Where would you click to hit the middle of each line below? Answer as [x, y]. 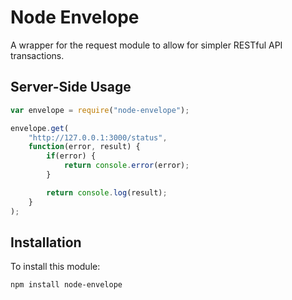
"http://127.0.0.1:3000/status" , [98, 137]
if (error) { [71, 156]
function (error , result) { [84, 147]
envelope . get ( [40, 128]
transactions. [37, 55]
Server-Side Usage [71, 87]
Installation [46, 242]
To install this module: [55, 267]
